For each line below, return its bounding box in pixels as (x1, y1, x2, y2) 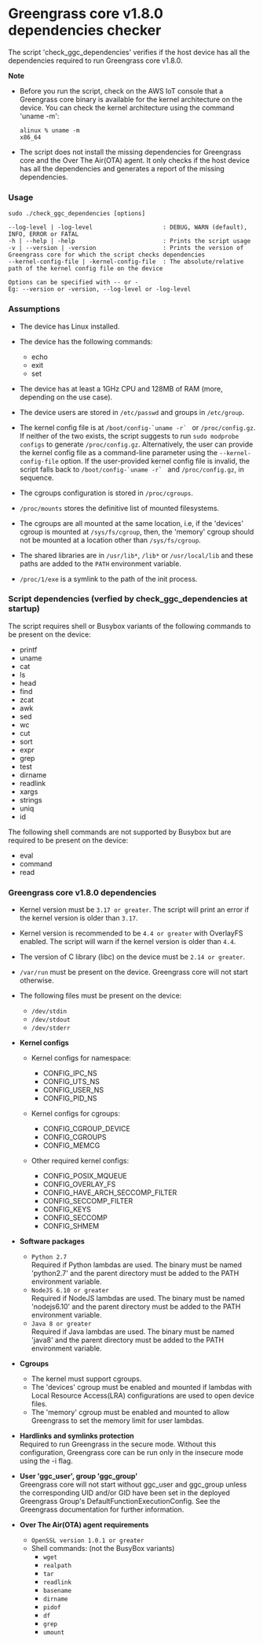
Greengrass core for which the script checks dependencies (8, 251, 206, 259)
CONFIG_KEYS (42, 1204, 92, 1215)
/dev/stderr (31, 1024, 71, 1032)
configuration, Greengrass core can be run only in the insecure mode (19, 1448, 243, 1457)
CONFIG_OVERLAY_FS (42, 1180, 116, 1189)
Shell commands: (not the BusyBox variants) (31, 1544, 175, 1553)
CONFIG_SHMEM (42, 1222, 100, 1231)
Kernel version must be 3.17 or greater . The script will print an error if (19, 905, 250, 914)
